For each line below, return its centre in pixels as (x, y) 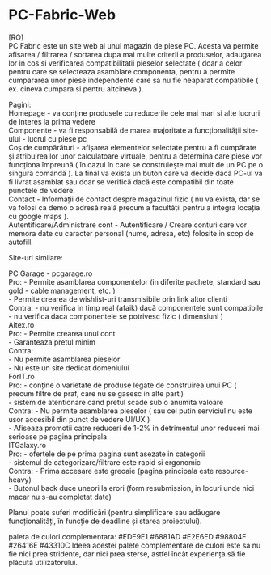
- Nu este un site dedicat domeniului (69, 368)
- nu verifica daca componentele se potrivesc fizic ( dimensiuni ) (116, 316)
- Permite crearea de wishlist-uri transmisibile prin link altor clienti (118, 299)
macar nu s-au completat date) (60, 497)
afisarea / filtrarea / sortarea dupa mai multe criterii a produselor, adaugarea (135, 54)
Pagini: (20, 104)
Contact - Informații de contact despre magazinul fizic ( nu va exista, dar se (134, 199)
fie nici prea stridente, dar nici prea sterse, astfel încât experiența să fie (127, 554)
